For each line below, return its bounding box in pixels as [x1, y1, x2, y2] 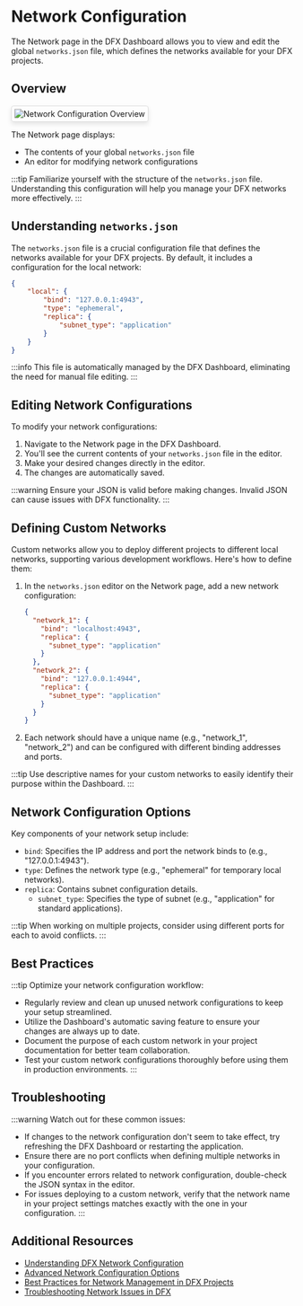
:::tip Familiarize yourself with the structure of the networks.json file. [11, 173, 264, 184]
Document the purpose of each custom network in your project [23, 1035, 258, 1046]
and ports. [23, 752, 63, 763]
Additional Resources [11, 1233, 134, 1249]
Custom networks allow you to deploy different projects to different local [11, 544, 279, 555]
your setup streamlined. [23, 1006, 112, 1017]
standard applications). [37, 903, 123, 913]
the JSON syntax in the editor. [23, 1178, 135, 1189]
